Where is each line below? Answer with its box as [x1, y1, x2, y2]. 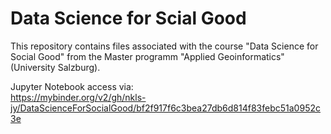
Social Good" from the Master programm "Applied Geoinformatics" [10, 50, 285, 62]
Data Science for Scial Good [10, 7, 247, 30]
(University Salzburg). [10, 61, 101, 73]
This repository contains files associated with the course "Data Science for [10, 40, 319, 52]
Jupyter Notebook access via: [10, 80, 134, 92]
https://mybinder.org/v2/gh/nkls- [10, 91, 147, 103]
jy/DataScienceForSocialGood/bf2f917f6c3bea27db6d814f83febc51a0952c [10, 102, 321, 114]
